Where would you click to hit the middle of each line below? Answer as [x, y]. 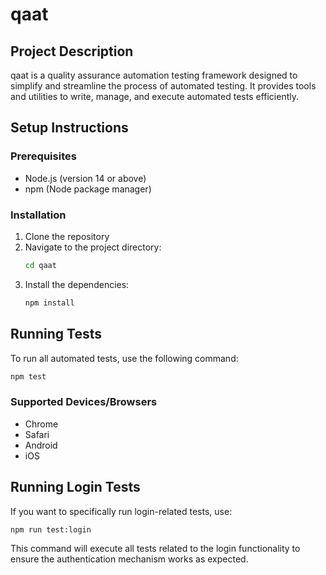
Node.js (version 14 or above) [85, 178]
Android [41, 445]
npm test [28, 376]
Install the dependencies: [77, 284]
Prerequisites [43, 156]
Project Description [72, 51]
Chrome [41, 424]
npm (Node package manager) [88, 189]
